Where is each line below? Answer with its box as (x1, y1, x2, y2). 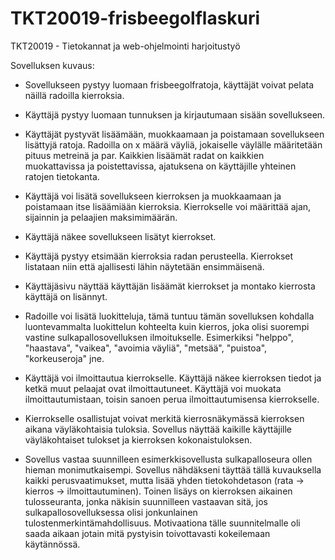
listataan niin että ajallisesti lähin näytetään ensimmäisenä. (24, 260, 265, 272)
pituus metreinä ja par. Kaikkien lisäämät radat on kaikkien (24, 149, 265, 161)
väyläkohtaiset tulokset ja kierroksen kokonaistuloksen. (24, 433, 253, 446)
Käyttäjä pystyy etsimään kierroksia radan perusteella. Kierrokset (24, 250, 294, 262)
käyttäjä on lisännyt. (24, 290, 108, 302)
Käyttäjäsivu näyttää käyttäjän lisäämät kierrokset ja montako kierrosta (24, 280, 316, 292)
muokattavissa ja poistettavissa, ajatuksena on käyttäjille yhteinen (24, 160, 297, 172)
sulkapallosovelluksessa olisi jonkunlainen (24, 506, 198, 518)
